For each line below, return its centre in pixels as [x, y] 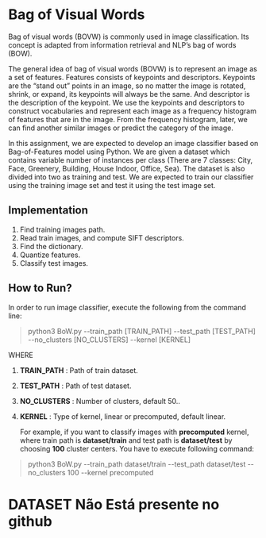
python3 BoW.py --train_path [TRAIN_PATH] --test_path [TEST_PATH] [142, 331]
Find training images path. [62, 229]
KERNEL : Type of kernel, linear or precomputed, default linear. [123, 416]
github [31, 521]
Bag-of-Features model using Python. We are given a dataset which [119, 152]
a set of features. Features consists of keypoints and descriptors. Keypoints [132, 77]
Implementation [48, 211]
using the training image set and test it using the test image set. [112, 185]
